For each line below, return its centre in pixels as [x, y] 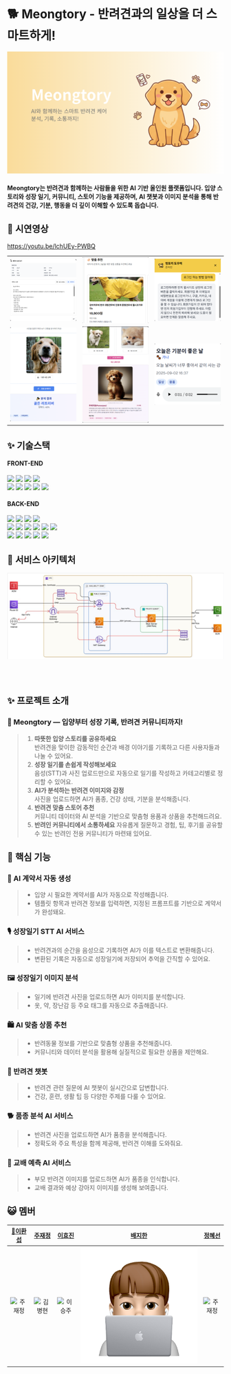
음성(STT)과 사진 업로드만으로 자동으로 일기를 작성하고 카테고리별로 [125, 773]
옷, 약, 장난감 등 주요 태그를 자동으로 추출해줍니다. [101, 1005]
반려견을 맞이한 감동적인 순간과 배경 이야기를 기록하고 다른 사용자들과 [127, 747]
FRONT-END [25, 463]
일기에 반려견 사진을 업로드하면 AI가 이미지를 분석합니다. [110, 996]
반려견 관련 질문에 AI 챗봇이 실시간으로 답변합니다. [101, 1088]
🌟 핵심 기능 [29, 857]
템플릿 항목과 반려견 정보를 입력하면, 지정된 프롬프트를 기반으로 [119, 903]
